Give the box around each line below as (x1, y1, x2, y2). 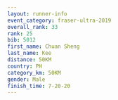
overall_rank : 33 (7, 23, 58, 30)
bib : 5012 (7, 37, 37, 44)
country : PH (7, 63, 42, 70)
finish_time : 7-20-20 (7, 82, 71, 89)
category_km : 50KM (7, 69, 61, 76)
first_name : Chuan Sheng (7, 43, 80, 50)
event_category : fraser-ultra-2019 (7, 17, 112, 24)
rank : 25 (7, 30, 33, 37)
